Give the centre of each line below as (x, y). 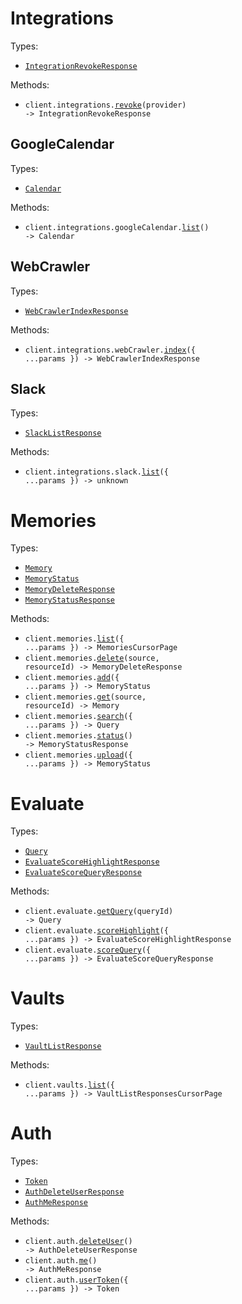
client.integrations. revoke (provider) (105, 105)
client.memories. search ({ (78, 717)
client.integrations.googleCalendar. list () (117, 227)
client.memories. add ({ (72, 678)
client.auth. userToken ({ (76, 1280)
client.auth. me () (61, 1261)
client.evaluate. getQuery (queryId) (99, 912)
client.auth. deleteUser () (78, 1242)
